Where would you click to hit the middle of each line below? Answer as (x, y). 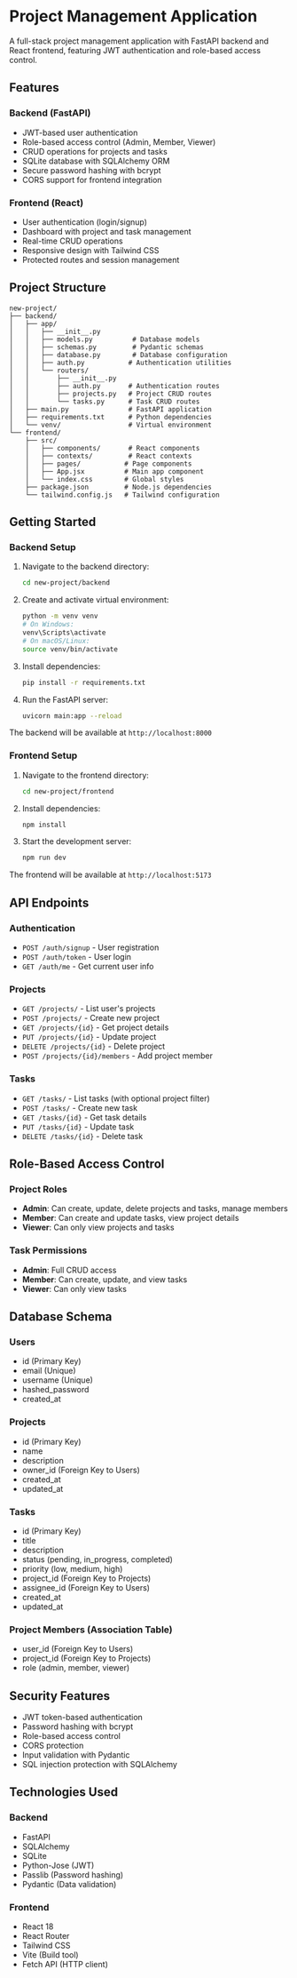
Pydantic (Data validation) (69, 1884)
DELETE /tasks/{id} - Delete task (82, 1136)
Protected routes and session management (101, 259)
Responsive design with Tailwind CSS (90, 250)
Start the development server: (77, 841)
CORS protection (53, 1745)
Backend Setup (43, 547)
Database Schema (61, 1316)
